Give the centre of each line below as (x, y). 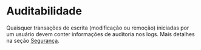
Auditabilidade (44, 11)
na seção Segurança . (33, 40)
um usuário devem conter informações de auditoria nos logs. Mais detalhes (101, 34)
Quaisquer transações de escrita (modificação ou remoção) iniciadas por (98, 28)
